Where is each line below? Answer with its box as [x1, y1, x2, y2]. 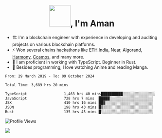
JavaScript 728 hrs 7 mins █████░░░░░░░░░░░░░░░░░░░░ [5, 96, 153, 101]
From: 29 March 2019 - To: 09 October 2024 [5, 74, 95, 79]
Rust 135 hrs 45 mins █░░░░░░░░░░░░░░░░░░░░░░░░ [5, 110, 153, 115]
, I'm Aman [70, 18, 115, 29]
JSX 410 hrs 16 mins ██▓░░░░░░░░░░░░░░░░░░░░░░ [5, 100, 153, 105]
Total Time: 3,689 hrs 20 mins [5, 82, 69, 87]
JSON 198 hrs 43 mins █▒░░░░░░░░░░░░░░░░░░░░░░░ [5, 105, 153, 110]
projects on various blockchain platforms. [12, 41, 96, 47]
